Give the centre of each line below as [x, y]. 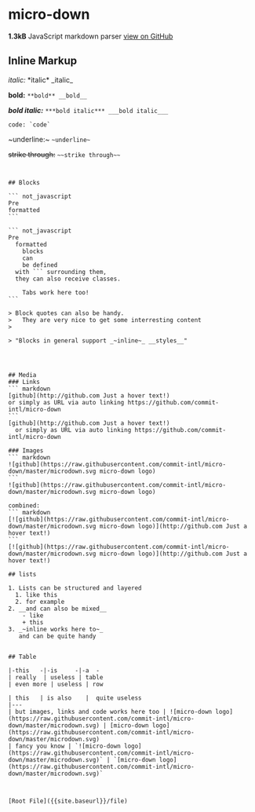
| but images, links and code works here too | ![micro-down [110, 711]
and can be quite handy [57, 636]
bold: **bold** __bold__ [48, 95]
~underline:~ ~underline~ [49, 139]
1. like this [36, 594]
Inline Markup [43, 61]
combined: [24, 505]
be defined [40, 265]
